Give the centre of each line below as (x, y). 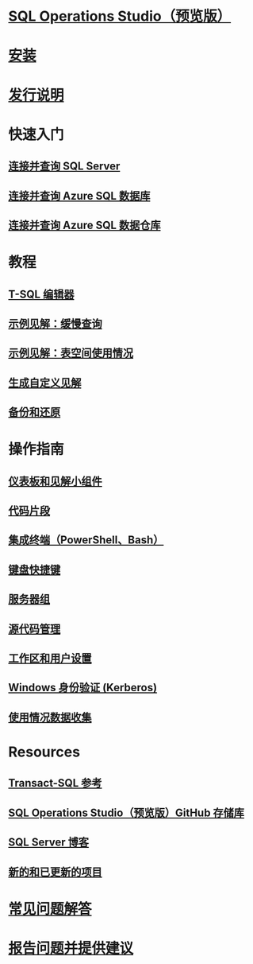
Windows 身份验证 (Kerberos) (82, 688)
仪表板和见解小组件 (55, 481)
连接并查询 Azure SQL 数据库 (79, 196)
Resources (44, 752)
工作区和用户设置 (50, 658)
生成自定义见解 (45, 383)
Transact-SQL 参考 (55, 783)
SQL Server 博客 (49, 843)
